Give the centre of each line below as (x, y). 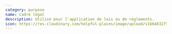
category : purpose (25, 10)
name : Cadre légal (25, 14)
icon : (11, 24)
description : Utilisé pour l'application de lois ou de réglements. (80, 19)
